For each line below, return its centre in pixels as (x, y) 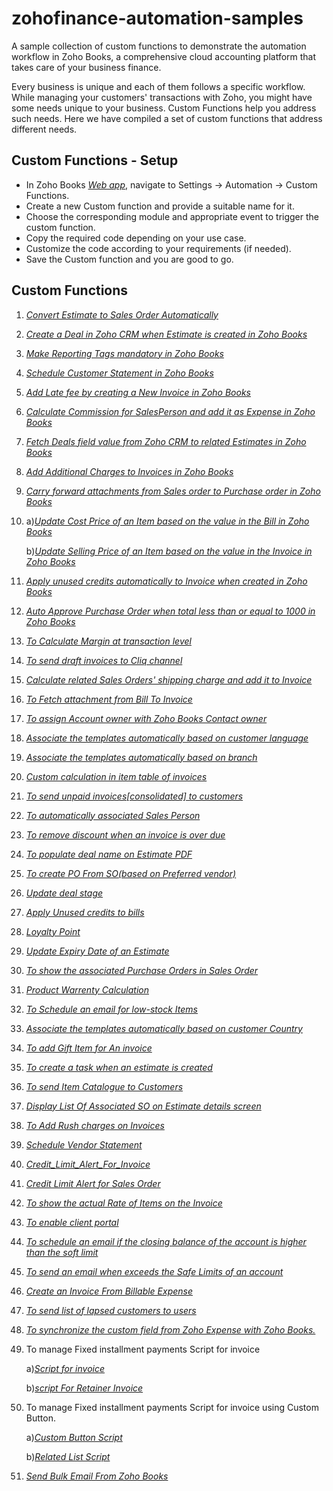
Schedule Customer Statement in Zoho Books (119, 373)
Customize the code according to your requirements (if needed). (158, 248)
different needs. (44, 129)
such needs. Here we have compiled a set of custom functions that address (167, 118)
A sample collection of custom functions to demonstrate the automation (159, 46)
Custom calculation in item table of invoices (116, 776)
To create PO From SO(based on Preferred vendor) (131, 873)
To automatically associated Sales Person (113, 815)
